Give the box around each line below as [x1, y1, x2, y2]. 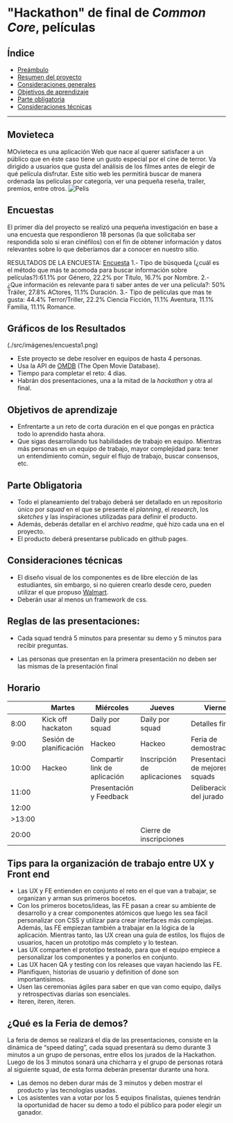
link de [90, 763, 112, 773]
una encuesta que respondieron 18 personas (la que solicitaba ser [7, 230, 196, 239]
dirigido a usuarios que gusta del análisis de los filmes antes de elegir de [7, 162, 215, 171]
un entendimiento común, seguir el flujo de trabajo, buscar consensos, [17, 452, 220, 461]
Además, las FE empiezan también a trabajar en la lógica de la [17, 924, 195, 932]
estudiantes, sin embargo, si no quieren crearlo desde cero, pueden [17, 581, 212, 589]
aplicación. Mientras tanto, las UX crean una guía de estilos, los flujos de [17, 931, 225, 939]
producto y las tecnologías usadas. [17, 1086, 118, 1095]
